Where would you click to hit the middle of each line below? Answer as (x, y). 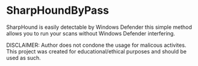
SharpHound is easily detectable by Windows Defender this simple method (99, 27)
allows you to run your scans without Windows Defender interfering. (91, 33)
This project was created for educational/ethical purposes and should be (96, 51)
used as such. (23, 58)
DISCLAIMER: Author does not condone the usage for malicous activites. (96, 45)
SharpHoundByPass (58, 10)
